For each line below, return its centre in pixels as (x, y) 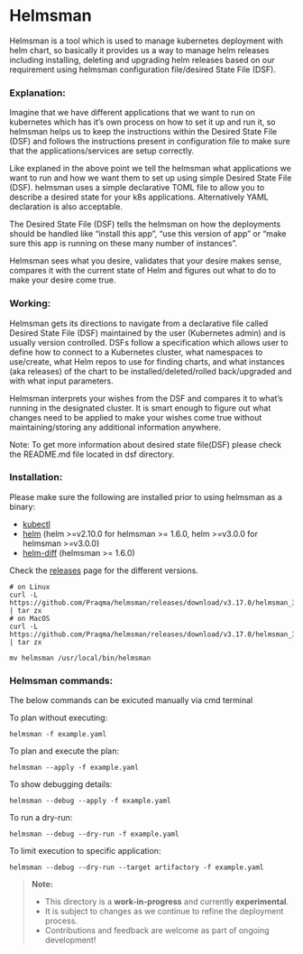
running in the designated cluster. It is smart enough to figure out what (140, 408)
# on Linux (30, 587)
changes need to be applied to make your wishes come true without (136, 417)
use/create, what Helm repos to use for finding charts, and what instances (147, 361)
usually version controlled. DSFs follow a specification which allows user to (149, 342)
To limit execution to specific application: (85, 851)
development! (70, 940)
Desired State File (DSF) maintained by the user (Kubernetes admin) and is (147, 333)
